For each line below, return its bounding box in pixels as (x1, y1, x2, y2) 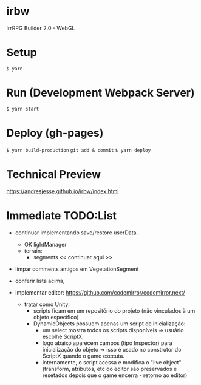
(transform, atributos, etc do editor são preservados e (42, 365, 177, 372)
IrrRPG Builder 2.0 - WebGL (6, 24, 75, 32)
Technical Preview (6, 167, 101, 181)
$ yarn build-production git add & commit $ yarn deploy (6, 147, 151, 153)
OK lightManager (24, 240, 67, 248)
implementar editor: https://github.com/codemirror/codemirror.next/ (15, 288, 185, 296)
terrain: (24, 247, 43, 254)
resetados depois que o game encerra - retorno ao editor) (42, 372, 188, 379)
